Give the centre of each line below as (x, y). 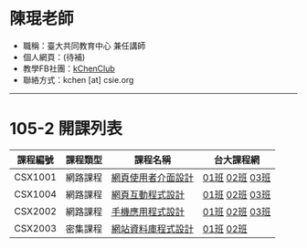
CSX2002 (36, 211)
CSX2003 (36, 228)
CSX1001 (36, 177)
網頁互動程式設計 (148, 194)
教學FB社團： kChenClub (69, 68)
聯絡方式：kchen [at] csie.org (78, 79)
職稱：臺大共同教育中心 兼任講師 (84, 46)
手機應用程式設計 (148, 212)
